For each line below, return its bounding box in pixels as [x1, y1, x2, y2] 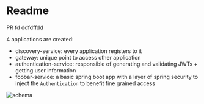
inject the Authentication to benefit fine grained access [15, 80, 156, 87]
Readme [6, 4, 49, 18]
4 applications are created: [6, 35, 75, 43]
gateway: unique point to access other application [15, 54, 142, 61]
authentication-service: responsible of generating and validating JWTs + [15, 60, 198, 68]
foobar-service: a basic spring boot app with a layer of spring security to [15, 73, 199, 80]
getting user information [15, 66, 76, 74]
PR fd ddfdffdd [6, 24, 44, 31]
